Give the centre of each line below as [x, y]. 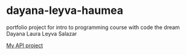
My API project [25, 45]
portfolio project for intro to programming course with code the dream [93, 27]
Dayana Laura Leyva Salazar [42, 33]
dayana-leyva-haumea [65, 11]
